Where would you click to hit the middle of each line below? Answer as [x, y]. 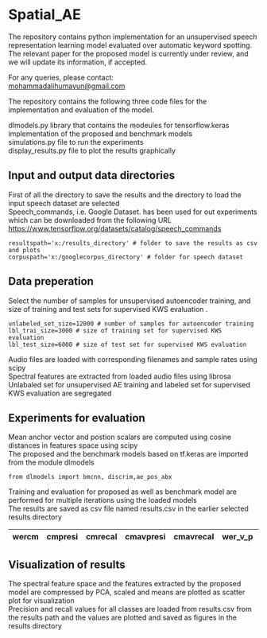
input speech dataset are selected [64, 203]
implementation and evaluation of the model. [81, 110]
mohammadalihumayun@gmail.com [67, 86]
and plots [25, 250]
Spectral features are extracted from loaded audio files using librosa [120, 376]
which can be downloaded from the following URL [90, 220]
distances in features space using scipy [73, 445]
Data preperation [51, 281]
